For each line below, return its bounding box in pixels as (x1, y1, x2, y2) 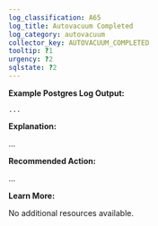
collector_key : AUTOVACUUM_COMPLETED (8, 38, 150, 48)
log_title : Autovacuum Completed (8, 22, 134, 30)
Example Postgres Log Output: (8, 87, 125, 99)
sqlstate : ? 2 (8, 64, 57, 73)
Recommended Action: (8, 155, 96, 166)
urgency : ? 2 (8, 55, 53, 64)
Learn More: (8, 190, 56, 201)
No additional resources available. (8, 207, 135, 218)
